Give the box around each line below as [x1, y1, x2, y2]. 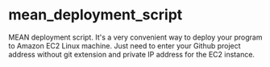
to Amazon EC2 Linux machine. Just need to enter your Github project [8, 40, 241, 50]
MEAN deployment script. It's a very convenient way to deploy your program [8, 32, 263, 42]
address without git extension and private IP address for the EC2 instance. [8, 49, 255, 59]
